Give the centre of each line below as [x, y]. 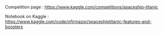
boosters [14, 27]
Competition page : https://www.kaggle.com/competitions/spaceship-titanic [82, 7]
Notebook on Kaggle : [27, 16]
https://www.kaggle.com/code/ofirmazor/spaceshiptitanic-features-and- [78, 22]
